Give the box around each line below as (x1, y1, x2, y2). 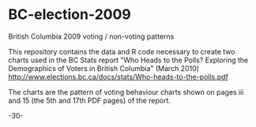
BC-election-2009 (8, 6, 132, 24)
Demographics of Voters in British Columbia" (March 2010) (8, 63, 200, 73)
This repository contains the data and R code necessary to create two (8, 47, 235, 56)
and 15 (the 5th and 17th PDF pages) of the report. (8, 95, 171, 105)
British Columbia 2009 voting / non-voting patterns (8, 32, 175, 41)
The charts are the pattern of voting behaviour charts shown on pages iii (8, 87, 244, 96)
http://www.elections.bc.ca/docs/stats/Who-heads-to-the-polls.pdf (8, 72, 229, 81)
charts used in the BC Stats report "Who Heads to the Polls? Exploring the (8, 55, 249, 65)
